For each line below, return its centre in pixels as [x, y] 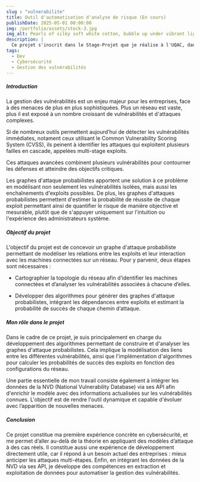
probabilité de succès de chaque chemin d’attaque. [78, 309]
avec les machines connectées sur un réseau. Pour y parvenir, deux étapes [99, 260]
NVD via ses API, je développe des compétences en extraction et [86, 466]
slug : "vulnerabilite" [36, 12]
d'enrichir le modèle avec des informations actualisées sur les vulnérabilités [99, 393]
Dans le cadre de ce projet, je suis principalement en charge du [84, 337]
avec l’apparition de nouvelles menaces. [55, 406]
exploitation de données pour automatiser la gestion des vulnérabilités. [93, 473]
